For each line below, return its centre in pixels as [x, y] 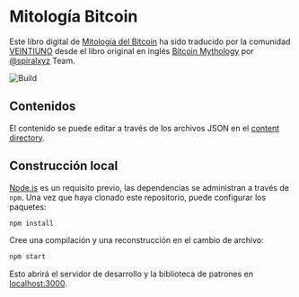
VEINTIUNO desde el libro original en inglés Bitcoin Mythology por [132, 50]
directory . [27, 138]
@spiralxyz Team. [42, 60]
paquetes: [28, 207]
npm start [28, 257]
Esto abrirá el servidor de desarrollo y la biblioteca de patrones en [132, 274]
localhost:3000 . [38, 283]
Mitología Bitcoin [74, 17]
